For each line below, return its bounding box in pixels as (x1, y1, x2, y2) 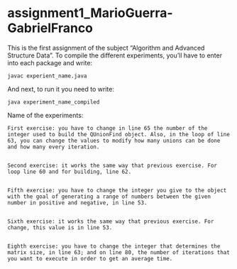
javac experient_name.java (7, 72, 87, 79)
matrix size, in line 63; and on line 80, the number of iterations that (7, 248, 231, 256)
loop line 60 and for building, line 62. (7, 168, 132, 175)
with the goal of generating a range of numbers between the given (7, 193, 211, 200)
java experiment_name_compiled (7, 98, 100, 106)
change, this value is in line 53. (7, 224, 113, 231)
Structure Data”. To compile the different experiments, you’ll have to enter (7, 51, 222, 60)
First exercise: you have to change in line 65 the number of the (7, 124, 208, 132)
